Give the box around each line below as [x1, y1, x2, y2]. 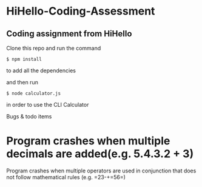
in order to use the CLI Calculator [6, 101, 89, 108]
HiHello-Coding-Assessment [6, 4, 155, 18]
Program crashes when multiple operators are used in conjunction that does [6, 167, 197, 174]
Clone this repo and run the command [6, 44, 101, 52]
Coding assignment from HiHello [6, 29, 132, 39]
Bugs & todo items [6, 113, 52, 120]
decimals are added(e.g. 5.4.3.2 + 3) [6, 147, 194, 161]
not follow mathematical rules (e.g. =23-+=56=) [6, 173, 126, 180]
